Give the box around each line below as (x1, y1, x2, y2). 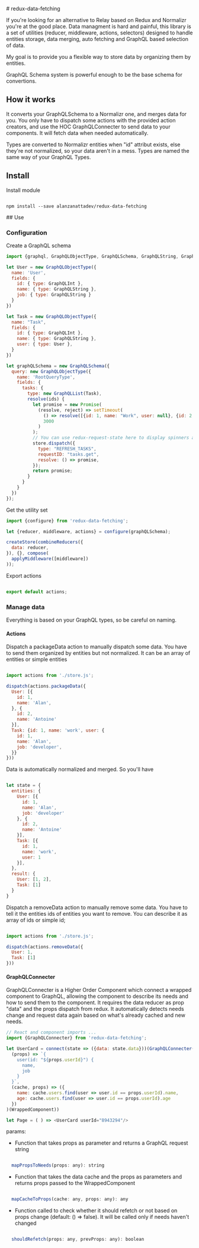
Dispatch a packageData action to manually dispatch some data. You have (6, 643, 187, 650)
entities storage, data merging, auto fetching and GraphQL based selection (6, 36, 188, 42)
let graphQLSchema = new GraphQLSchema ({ (6, 363, 110, 369)
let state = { (6, 783, 41, 789)
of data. (6, 42, 25, 49)
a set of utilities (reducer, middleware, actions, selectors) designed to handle (6, 29, 193, 36)
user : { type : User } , (17, 341, 73, 347)
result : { (11, 871, 36, 877)
